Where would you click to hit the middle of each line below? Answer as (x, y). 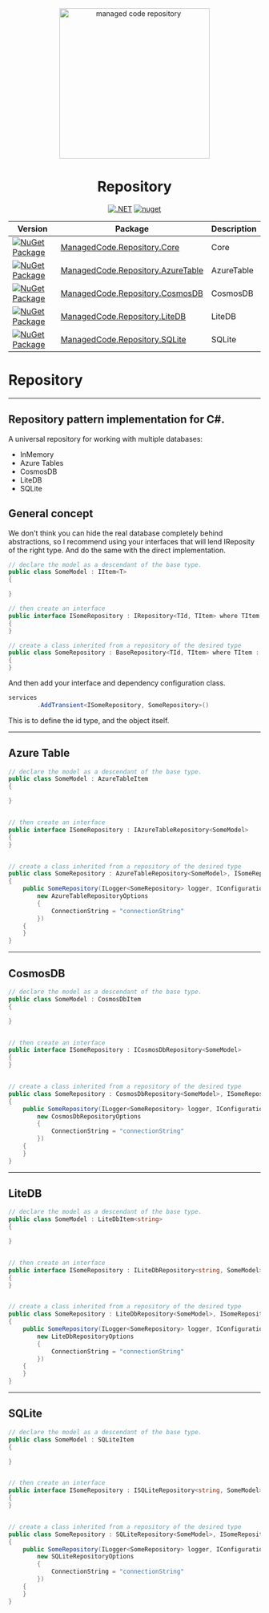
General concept (51, 513)
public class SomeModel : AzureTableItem (78, 779)
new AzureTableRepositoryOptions (93, 896)
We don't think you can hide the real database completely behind (116, 533)
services (23, 697)
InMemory (37, 454)
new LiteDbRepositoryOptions (86, 1336)
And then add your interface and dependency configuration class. (117, 683)
